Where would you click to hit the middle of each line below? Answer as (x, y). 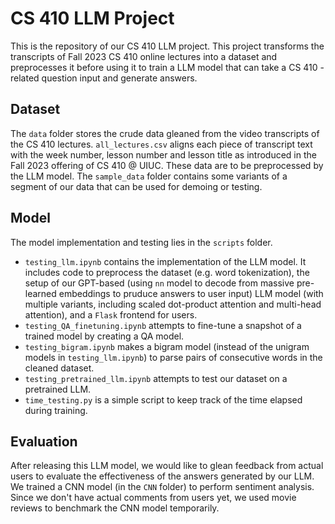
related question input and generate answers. (104, 78)
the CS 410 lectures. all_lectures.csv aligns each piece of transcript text (161, 144)
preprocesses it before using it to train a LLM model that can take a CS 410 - (167, 67)
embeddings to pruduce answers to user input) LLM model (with (191, 293)
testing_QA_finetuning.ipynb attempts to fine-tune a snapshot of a (163, 325)
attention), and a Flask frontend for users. (111, 314)
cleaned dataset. (59, 368)
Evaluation (44, 441)
